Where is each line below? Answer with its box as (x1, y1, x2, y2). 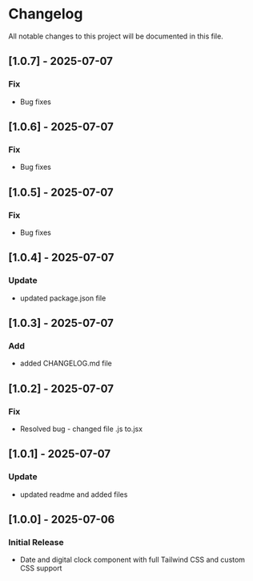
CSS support (19, 563, 62, 573)
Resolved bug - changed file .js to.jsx (19, 424, 143, 434)
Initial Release (8, 537, 64, 548)
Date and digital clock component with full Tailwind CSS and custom (19, 555, 246, 565)
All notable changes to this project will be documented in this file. (8, 31, 224, 41)
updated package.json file (19, 293, 106, 303)
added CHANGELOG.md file (19, 358, 112, 369)
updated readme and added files (19, 490, 128, 499)
